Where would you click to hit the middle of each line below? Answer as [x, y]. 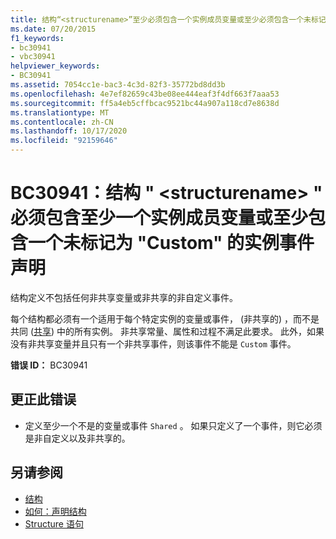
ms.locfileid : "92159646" [64, 141]
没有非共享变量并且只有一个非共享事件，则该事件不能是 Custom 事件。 [153, 343]
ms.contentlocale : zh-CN [62, 122]
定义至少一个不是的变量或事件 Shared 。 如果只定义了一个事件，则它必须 [173, 425]
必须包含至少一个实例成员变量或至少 [159, 218]
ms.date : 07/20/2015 [53, 29]
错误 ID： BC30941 [49, 365]
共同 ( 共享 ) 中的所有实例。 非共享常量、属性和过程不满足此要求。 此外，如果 [167, 331]
